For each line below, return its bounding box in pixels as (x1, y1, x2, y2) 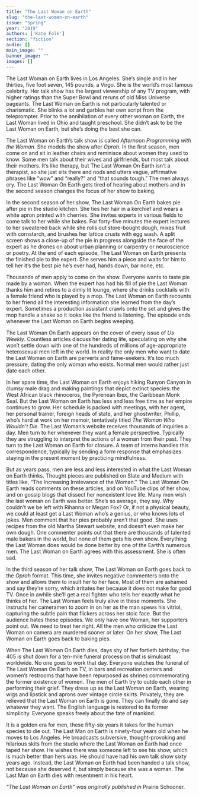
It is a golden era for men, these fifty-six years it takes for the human (6, 721, 174, 728)
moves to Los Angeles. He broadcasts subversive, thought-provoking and (6, 734, 186, 741)
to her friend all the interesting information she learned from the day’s (6, 298, 176, 306)
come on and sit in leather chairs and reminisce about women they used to (6, 149, 188, 156)
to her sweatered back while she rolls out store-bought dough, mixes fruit (6, 224, 186, 231)
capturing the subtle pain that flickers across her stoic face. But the (6, 609, 171, 617)
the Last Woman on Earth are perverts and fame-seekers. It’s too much (6, 354, 179, 361)
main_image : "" (6, 48, 44, 53)
